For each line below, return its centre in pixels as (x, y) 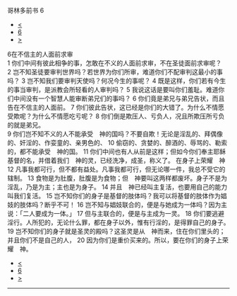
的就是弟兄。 (26, 125)
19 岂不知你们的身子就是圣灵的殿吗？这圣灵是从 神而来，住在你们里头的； (116, 231)
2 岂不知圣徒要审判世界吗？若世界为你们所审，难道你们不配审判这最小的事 (115, 72)
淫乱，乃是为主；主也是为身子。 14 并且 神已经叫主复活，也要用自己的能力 (117, 187)
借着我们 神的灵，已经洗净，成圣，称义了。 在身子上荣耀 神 (135, 160)
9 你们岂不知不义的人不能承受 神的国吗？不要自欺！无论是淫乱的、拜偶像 (115, 134)
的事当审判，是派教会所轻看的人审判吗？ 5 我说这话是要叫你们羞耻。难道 (113, 90)
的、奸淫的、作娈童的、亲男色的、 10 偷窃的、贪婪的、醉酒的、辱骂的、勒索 (117, 143)
